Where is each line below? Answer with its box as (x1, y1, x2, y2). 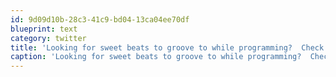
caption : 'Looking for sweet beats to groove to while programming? (10, 52, 302, 62)
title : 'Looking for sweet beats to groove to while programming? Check (10, 42, 325, 53)
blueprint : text (10, 24, 78, 34)
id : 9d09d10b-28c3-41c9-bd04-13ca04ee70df (10, 14, 190, 25)
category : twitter (10, 33, 87, 43)
